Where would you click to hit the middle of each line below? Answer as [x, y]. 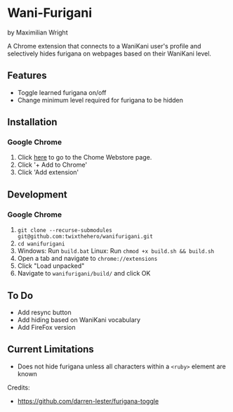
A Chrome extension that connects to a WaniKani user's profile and [104, 46]
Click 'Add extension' [48, 172]
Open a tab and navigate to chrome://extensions [87, 259]
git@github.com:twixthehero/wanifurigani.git [85, 237]
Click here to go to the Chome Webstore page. [85, 157]
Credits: [19, 387]
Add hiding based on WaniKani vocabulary [79, 320]
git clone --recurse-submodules [65, 231]
